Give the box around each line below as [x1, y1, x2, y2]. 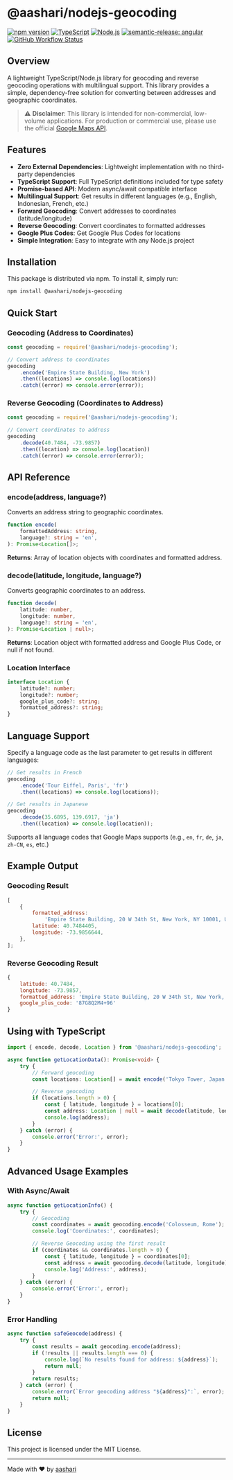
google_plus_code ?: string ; [19, 698, 101, 705]
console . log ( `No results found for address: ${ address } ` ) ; [44, 1356, 218, 1363]
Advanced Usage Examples [7, 1165, 128, 1177]
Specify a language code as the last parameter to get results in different [7, 748, 213, 756]
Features [7, 144, 46, 156]
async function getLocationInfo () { [7, 1201, 113, 1209]
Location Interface [7, 663, 71, 672]
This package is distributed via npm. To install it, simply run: [7, 275, 178, 283]
